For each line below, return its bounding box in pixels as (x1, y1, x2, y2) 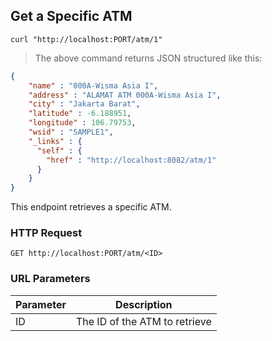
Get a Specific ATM (10, 8, 133, 25)
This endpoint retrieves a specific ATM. (10, 201, 172, 213)
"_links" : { (28, 136, 83, 146)
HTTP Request (10, 226, 83, 240)
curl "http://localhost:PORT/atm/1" (10, 34, 163, 44)
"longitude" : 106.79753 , (28, 118, 137, 128)
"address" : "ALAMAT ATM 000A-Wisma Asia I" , (28, 90, 222, 100)
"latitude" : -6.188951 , (28, 109, 132, 119)
